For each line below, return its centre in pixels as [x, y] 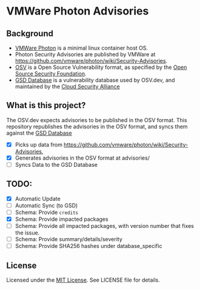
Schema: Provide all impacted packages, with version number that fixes [104, 226]
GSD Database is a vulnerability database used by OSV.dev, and [95, 80]
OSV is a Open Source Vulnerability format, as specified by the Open [101, 67]
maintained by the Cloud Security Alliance [67, 86]
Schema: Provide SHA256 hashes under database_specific [88, 246]
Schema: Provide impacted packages [62, 219]
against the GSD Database [39, 133]
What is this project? [46, 106]
